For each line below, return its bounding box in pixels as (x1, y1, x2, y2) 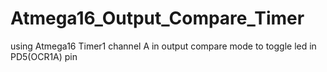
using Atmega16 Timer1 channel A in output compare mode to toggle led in (10, 40, 317, 52)
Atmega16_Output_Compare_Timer (10, 7, 305, 30)
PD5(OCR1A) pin (10, 50, 78, 62)
